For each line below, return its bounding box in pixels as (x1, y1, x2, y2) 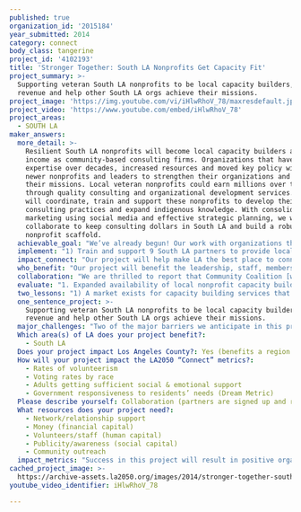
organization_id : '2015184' (9, 22, 115, 31)
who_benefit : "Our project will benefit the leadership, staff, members (17, 264, 295, 273)
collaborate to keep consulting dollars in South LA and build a (25, 222, 275, 231)
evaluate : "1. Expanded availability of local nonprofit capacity (17, 280, 271, 289)
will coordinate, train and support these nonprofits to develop (25, 197, 275, 207)
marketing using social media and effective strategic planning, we (25, 213, 287, 223)
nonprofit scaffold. (25, 230, 102, 239)
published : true (9, 13, 70, 22)
